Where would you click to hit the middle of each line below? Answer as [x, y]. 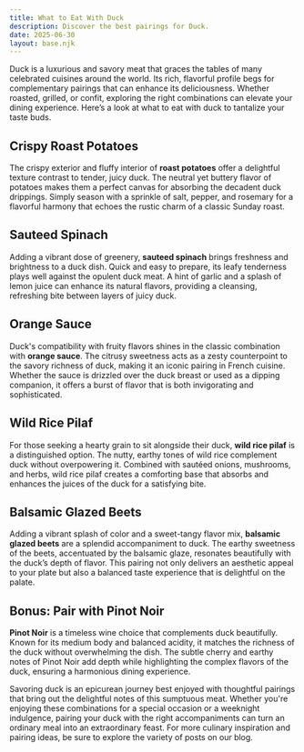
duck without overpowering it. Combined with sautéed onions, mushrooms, [150, 464]
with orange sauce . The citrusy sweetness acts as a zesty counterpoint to [149, 356]
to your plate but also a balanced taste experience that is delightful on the [147, 573]
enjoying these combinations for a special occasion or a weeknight [135, 708]
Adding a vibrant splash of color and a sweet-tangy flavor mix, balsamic [145, 534]
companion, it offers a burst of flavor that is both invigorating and [132, 385]
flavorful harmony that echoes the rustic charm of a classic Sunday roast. [147, 206]
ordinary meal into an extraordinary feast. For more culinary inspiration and [150, 727]
